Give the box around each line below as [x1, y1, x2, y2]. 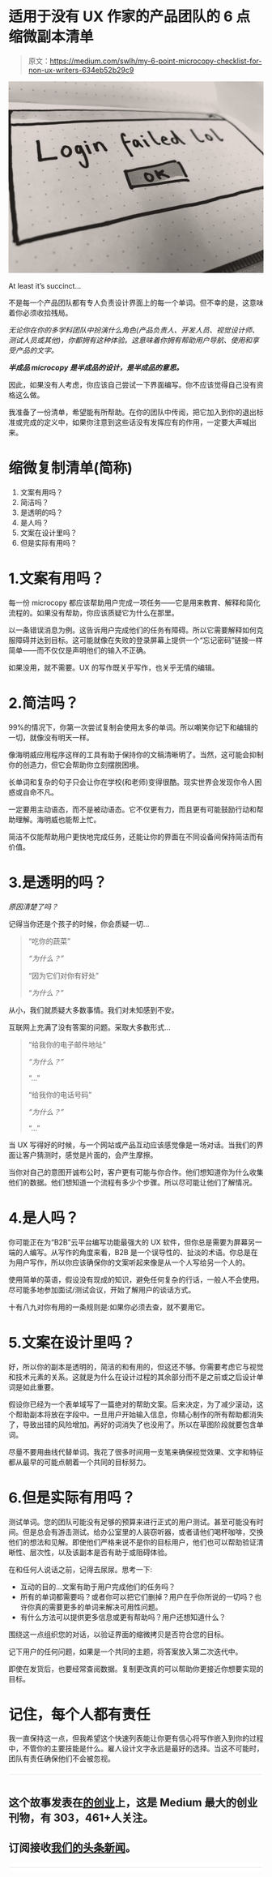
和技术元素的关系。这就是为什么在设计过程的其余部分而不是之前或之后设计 [8, 1372, 257, 1382]
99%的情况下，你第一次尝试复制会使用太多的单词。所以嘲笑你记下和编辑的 [8, 722, 259, 732]
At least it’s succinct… [8, 281, 82, 290]
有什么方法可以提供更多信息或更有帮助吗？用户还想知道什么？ [19, 1612, 227, 1622]
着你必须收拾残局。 [8, 307, 73, 317]
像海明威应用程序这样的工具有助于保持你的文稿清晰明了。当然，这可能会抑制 [8, 749, 264, 759]
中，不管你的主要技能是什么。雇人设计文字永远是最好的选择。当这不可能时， [8, 1744, 264, 1754]
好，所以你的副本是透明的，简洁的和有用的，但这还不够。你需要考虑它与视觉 [8, 1361, 264, 1371]
